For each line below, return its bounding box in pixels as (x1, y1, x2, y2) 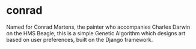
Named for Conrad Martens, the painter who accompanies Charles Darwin (6, 23, 191, 30)
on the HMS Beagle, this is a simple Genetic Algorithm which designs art (6, 29, 185, 36)
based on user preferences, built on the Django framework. (6, 36, 153, 43)
